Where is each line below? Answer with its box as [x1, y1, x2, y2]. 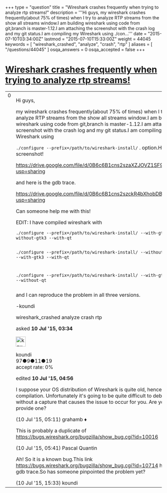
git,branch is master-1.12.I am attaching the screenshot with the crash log [5, 25, 155, 31]
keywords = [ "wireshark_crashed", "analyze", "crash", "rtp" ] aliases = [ [5, 41, 153, 47]
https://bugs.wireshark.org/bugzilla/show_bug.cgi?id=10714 [15, 462, 159, 469]
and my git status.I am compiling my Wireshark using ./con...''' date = [5, 31, 147, 36]
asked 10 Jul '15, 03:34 [15, 325, 73, 332]
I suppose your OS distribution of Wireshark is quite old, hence [15, 386, 162, 393]
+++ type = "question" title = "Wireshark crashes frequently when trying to [5, 4, 159, 10]
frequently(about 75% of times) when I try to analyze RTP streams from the [5, 15, 160, 20]
